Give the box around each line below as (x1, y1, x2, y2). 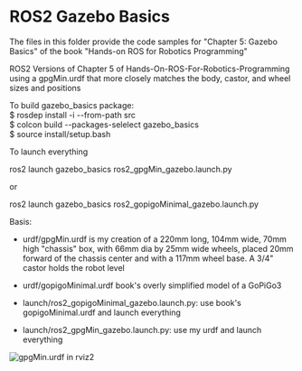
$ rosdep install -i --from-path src (9, 109, 137, 120)
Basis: (9, 216, 33, 227)
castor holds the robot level (22, 262, 125, 273)
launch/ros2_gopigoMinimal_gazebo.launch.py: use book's (22, 297, 241, 308)
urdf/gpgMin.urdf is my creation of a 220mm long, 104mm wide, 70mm (22, 233, 287, 245)
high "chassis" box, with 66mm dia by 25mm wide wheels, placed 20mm (22, 243, 294, 254)
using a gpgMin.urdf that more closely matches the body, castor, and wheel (9, 72, 291, 83)
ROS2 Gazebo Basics (9, 6, 170, 27)
